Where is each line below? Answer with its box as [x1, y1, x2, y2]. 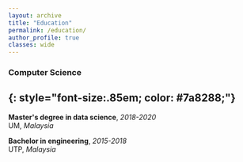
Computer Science [8, 67, 82, 78]
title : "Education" [8, 19, 73, 27]
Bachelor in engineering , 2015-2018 [8, 136, 127, 145]
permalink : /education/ [8, 26, 87, 34]
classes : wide [8, 41, 55, 49]
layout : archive [8, 11, 62, 20]
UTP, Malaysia [8, 144, 57, 154]
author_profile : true [8, 33, 80, 42]
